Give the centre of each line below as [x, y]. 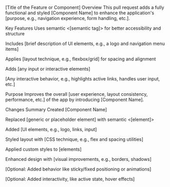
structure [15, 34]
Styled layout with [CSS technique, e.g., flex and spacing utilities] [74, 139]
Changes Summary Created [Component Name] [56, 109]
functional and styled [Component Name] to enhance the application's [80, 13]
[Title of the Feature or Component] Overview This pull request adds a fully [85, 7]
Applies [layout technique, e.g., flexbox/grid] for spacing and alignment [81, 59]
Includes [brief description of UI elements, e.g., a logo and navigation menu [85, 44]
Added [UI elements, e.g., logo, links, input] [51, 129]
